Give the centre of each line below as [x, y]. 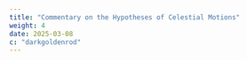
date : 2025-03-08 [41, 34]
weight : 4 [28, 26]
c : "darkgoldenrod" [45, 42]
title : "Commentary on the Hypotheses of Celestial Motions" [125, 17]
